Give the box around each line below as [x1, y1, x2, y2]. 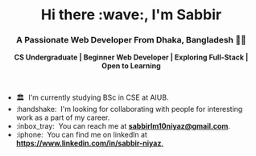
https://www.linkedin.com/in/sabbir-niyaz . [15, 138, 163, 148]
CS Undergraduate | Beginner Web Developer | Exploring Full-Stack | [14, 52, 249, 62]
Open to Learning [101, 61, 161, 71]
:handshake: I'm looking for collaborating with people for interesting [15, 105, 243, 114]
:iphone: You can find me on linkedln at [15, 130, 147, 140]
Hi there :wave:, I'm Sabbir [40, 6, 222, 24]
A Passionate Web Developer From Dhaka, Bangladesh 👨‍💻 [15, 35, 247, 46]
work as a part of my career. [15, 113, 110, 122]
